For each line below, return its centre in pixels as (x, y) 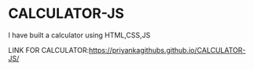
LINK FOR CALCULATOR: (49, 50)
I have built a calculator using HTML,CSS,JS (79, 35)
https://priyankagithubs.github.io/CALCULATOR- (167, 50)
